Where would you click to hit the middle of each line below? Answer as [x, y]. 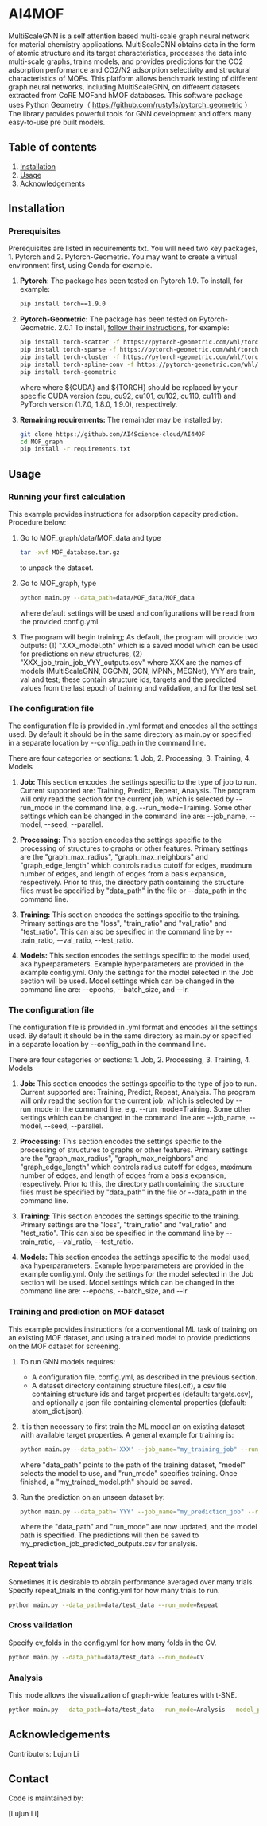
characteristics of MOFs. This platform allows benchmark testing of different [133, 78]
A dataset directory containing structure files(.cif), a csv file [129, 1385]
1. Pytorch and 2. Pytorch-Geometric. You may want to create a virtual [123, 257]
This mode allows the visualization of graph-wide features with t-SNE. [123, 1695]
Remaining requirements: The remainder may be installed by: [121, 419]
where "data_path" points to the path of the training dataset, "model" [133, 1465]
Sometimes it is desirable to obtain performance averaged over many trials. [132, 1582]
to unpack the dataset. [56, 568]
